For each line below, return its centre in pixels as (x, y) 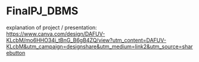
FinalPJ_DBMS (42, 11)
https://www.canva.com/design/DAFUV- (56, 33)
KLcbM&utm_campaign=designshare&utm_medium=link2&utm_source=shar (99, 46)
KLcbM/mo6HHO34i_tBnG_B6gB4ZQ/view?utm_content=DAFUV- (86, 40)
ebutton (16, 52)
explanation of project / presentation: (52, 27)
